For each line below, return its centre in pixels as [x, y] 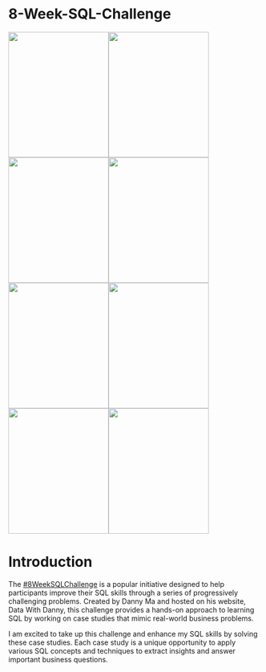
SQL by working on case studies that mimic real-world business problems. [131, 618]
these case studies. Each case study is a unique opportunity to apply [122, 642]
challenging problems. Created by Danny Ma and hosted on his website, [127, 601]
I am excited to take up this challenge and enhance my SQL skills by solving [133, 633]
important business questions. [58, 659]
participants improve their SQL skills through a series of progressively [123, 593]
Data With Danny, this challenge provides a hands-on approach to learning [131, 609]
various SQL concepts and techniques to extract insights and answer [122, 650]
